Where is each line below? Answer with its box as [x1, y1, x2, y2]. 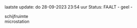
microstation [4, 19, 30, 24]
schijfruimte [4, 14, 29, 19]
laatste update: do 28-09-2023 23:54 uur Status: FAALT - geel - [4, 4, 133, 10]
